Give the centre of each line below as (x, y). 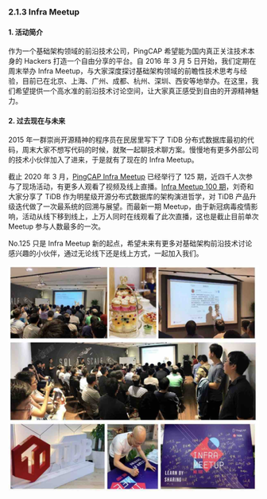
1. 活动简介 (26, 32)
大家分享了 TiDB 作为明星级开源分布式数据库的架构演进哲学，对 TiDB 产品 (129, 197)
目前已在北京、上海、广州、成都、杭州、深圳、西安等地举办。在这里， (137, 81)
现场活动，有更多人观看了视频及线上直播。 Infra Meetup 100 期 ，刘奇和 (138, 187)
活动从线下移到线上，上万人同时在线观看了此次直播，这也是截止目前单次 (140, 217)
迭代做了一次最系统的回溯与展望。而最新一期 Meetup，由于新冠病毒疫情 (133, 206)
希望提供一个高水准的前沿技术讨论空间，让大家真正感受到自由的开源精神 (133, 91)
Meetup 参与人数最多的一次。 (57, 226)
